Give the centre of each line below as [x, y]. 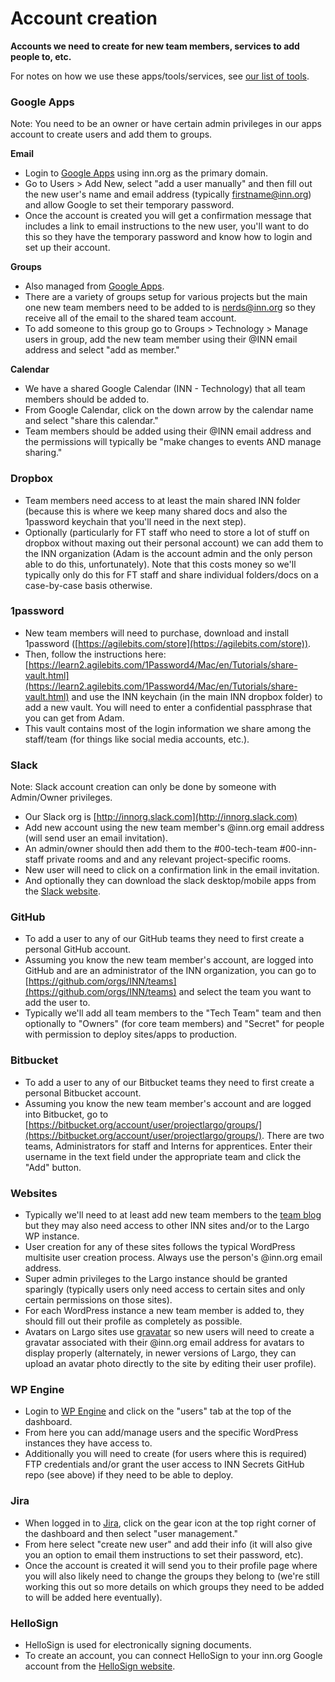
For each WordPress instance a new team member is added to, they [164, 1311]
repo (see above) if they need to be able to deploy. [129, 1475]
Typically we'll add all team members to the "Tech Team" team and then [173, 1013]
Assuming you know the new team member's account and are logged [168, 1103]
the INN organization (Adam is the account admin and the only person [168, 553]
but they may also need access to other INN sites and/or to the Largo [167, 1226]
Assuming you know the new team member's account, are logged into [169, 960]
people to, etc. [41, 56]
